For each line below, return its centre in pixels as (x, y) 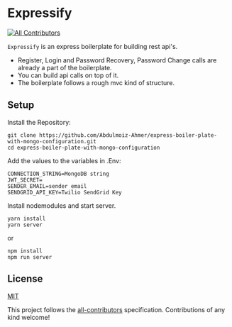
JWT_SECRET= (25, 180)
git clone (22, 135)
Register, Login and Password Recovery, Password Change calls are (117, 60)
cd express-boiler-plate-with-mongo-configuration (84, 148)
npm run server (30, 257)
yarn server (25, 225)
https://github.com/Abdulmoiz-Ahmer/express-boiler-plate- (128, 135)
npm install (25, 251)
